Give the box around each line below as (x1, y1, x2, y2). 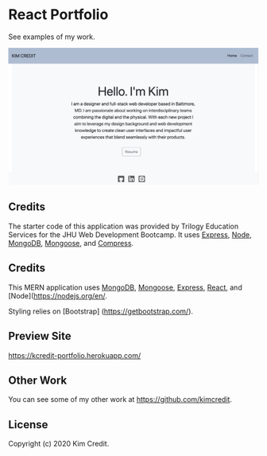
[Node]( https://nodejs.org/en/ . (8, 290, 107, 300)
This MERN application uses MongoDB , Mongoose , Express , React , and (8, 283, 242, 292)
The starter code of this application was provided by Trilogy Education (8, 221, 239, 231)
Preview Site (8, 329, 72, 343)
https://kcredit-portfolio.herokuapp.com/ (8, 350, 141, 360)
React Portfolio (8, 6, 109, 24)
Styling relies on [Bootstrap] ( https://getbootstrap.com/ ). (8, 306, 193, 316)
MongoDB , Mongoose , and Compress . (8, 238, 133, 247)
